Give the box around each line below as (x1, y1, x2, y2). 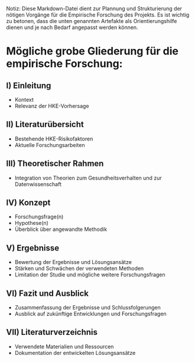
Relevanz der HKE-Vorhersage (14, 103, 90, 109)
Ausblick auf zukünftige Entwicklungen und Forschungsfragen (14, 310, 167, 318)
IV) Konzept (6, 198, 51, 208)
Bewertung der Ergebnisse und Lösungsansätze (14, 259, 132, 266)
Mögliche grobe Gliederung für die (6, 44, 179, 58)
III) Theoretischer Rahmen (6, 159, 104, 169)
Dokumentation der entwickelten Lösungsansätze (14, 349, 136, 356)
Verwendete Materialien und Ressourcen (14, 343, 114, 350)
